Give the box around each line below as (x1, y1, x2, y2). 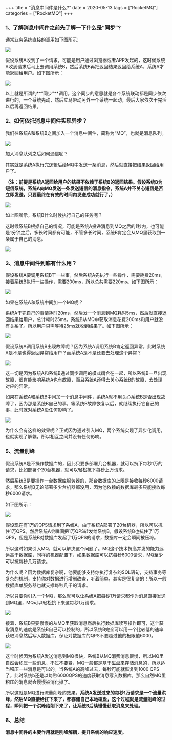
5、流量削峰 (5, 448, 35, 455)
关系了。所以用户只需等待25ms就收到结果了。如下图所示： (9, 323, 134, 329)
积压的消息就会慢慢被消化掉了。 (5, 679, 73, 685)
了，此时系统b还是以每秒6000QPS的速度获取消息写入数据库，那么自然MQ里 (5, 672, 166, 678)
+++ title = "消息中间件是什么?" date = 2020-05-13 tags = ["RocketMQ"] (5, 5, 158, 10)
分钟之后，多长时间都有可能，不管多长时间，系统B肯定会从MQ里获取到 (11, 229, 161, 235)
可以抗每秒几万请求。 (5, 558, 50, 565)
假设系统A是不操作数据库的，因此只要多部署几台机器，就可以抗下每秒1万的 (5, 461, 163, 467)
